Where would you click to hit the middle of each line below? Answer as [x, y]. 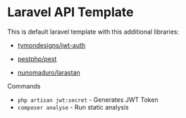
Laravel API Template [70, 12]
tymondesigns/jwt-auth [51, 45]
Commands [24, 86]
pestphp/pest [37, 59]
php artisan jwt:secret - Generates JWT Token [88, 100]
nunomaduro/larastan [49, 72]
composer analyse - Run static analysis [73, 107]
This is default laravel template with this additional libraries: [93, 32]
